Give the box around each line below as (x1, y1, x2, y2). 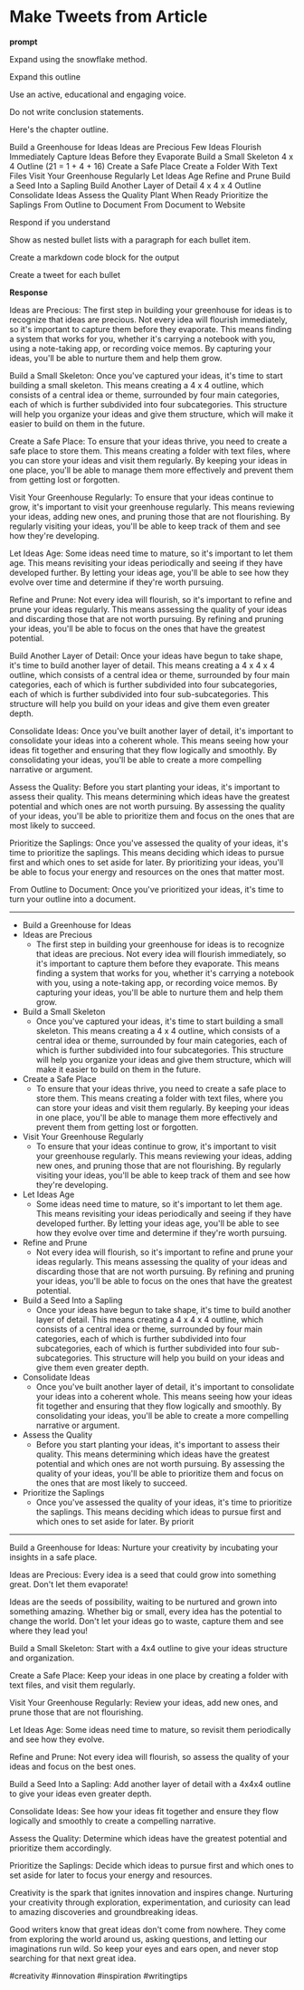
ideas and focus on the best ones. (9, 1761, 137, 1772)
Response (9, 287, 48, 298)
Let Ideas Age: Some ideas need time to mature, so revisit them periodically (9, 1724, 291, 1735)
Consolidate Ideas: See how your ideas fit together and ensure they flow (9, 1805, 279, 1816)
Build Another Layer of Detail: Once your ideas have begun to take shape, (9, 650, 283, 661)
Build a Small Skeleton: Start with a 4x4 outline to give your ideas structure (9, 1642, 288, 1653)
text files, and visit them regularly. (9, 1679, 136, 1690)
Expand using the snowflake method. (9, 53, 147, 64)
